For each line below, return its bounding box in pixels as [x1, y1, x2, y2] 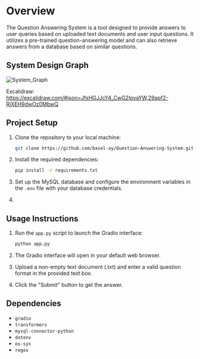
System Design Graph [6, 60, 89, 70]
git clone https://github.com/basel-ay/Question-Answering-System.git [14, 145, 194, 151]
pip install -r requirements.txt [14, 167, 98, 174]
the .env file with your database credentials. [14, 185, 123, 192]
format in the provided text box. [14, 270, 92, 277]
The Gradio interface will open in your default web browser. [14, 252, 161, 259]
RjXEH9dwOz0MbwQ [6, 100, 58, 108]
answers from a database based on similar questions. [6, 43, 137, 50]
